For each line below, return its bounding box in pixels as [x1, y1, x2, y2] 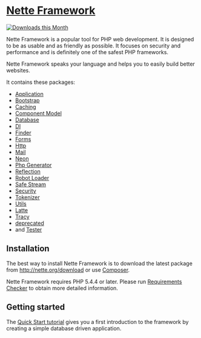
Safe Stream [15, 181, 47, 188]
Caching [15, 103, 36, 110]
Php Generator [15, 161, 52, 168]
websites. [6, 66, 30, 74]
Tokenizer [15, 193, 41, 201]
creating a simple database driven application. [6, 325, 122, 332]
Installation [6, 244, 50, 254]
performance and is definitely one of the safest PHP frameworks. [6, 48, 168, 55]
